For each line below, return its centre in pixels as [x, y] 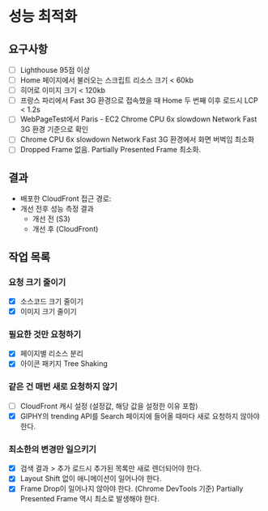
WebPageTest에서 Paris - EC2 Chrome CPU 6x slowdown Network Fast [138, 119]
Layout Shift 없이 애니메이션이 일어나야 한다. [91, 479]
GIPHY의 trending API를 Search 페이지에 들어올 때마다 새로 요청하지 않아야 [140, 416]
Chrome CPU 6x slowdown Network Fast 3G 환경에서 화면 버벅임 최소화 [137, 139]
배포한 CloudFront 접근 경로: [66, 198]
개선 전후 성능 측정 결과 [57, 209]
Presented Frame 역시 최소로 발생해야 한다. [89, 499]
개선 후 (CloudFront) [65, 229]
